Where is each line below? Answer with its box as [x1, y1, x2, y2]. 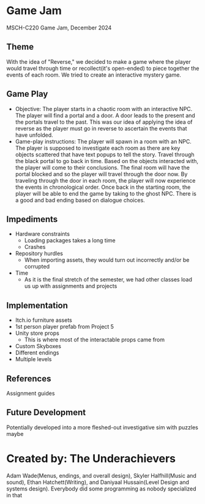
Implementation [6, 300, 69, 310]
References [6, 373, 51, 384]
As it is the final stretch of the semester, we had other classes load [24, 276, 193, 283]
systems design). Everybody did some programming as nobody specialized [6, 485, 197, 492]
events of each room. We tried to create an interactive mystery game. [6, 71, 182, 78]
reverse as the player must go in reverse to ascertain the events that [15, 124, 188, 132]
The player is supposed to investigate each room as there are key [15, 144, 181, 151]
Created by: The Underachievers [6, 452, 176, 465]
